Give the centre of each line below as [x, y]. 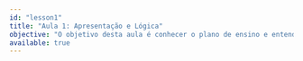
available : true [40, 43]
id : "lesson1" [36, 17]
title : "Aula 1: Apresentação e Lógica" [87, 26]
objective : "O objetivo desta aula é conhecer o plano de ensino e [139, 34]
